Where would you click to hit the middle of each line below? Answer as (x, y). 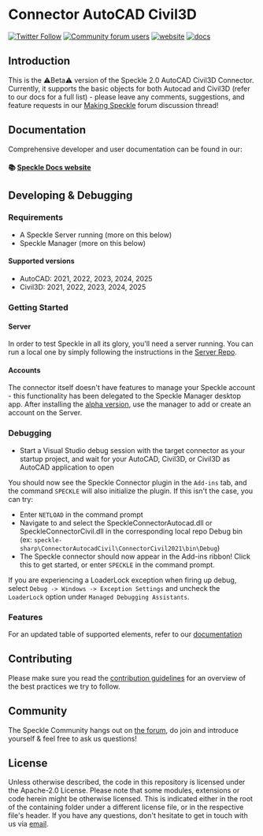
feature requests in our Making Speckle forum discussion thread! (113, 105)
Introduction (39, 61)
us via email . (28, 824)
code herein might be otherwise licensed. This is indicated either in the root (131, 799)
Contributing (40, 659)
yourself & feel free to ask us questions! (73, 738)
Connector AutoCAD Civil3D (102, 15)
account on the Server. (45, 413)
